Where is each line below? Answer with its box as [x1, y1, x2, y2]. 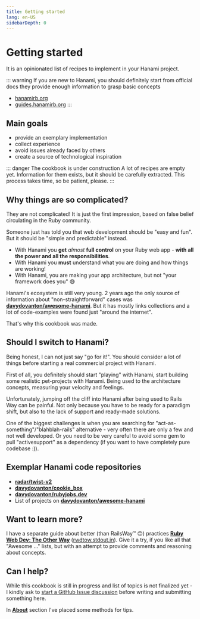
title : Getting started [6, 8, 65, 15]
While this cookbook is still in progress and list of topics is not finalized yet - [6, 582, 193, 589]
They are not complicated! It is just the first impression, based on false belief [6, 210, 194, 218]
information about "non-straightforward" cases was [6, 296, 133, 303]
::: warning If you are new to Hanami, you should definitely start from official [6, 77, 193, 84]
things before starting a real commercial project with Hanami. [6, 359, 157, 367]
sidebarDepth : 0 [6, 20, 46, 26]
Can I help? [6, 566, 49, 576]
